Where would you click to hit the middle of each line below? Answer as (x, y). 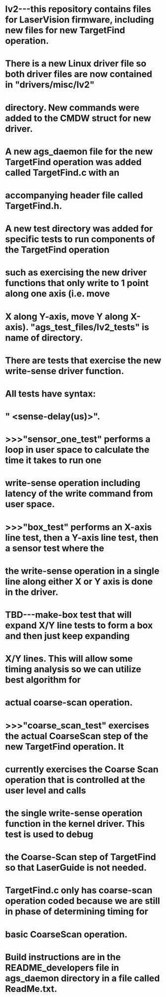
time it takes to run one (53, 460)
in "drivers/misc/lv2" (50, 85)
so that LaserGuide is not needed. (76, 868)
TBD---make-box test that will (68, 615)
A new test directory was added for (79, 229)
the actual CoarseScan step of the (77, 736)
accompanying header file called (74, 195)
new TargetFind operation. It (65, 747)
